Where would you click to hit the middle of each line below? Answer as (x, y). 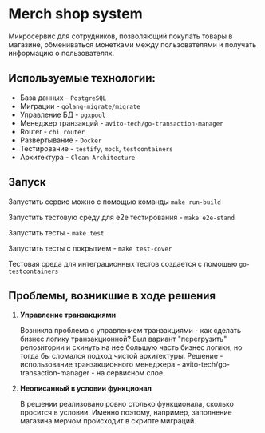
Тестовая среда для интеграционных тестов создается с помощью (123, 263)
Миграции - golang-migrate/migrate (80, 106)
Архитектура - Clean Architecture (77, 157)
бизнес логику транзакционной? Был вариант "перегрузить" (123, 339)
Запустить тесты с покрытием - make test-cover (90, 248)
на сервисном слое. (131, 373)
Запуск (27, 182)
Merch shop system (76, 14)
